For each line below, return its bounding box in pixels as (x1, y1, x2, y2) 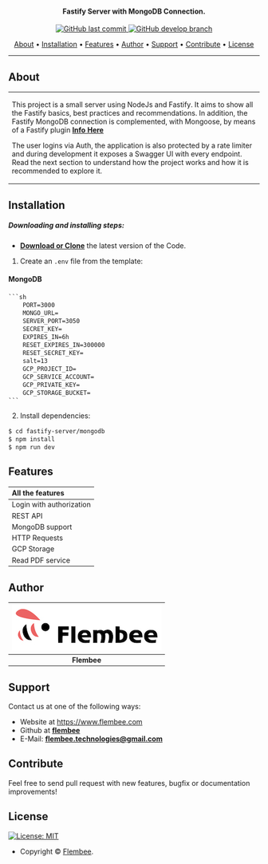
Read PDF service (11, 555, 70, 565)
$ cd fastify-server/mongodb (8, 427, 105, 435)
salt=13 (22, 357, 48, 365)
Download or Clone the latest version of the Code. (19, 240, 187, 251)
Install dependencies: (19, 411, 91, 420)
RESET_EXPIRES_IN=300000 (22, 341, 105, 349)
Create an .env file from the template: (19, 256, 144, 266)
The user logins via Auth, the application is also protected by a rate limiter (11, 140, 253, 150)
